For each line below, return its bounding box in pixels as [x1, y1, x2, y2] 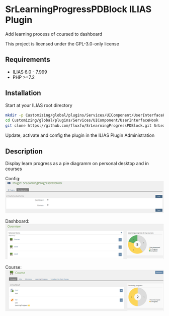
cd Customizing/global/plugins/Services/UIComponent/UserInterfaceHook [5, 118, 158, 123]
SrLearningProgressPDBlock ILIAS [5, 4, 152, 15]
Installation [5, 89, 41, 97]
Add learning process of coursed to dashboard [5, 31, 103, 37]
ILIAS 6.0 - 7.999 [12, 69, 48, 75]
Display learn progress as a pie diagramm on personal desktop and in [5, 161, 149, 166]
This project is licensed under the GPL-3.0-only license [5, 40, 119, 46]
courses [5, 166, 22, 172]
